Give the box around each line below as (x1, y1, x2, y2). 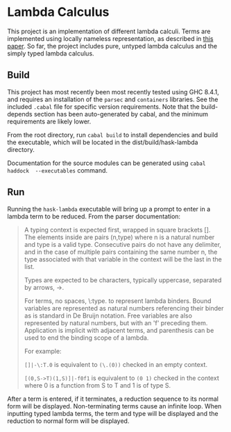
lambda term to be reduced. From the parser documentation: (7, 212, 181, 221)
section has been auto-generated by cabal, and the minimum (33, 110, 208, 118)
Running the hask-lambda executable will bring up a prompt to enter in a (7, 205, 211, 213)
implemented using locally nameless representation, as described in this (7, 34, 214, 42)
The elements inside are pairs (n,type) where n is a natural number (24, 233, 215, 241)
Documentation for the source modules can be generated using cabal (7, 159, 206, 167)
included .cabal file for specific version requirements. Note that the (7, 102, 200, 111)
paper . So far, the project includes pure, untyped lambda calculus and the (7, 42, 217, 50)
